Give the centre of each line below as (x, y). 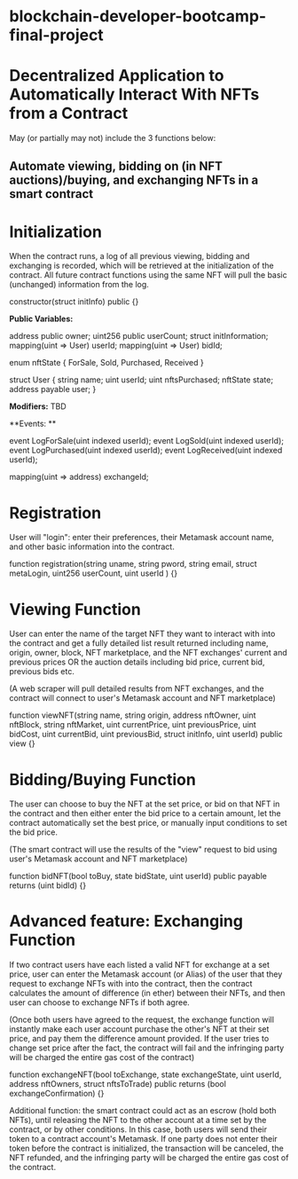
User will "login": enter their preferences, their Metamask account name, (142, 538)
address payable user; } (53, 389)
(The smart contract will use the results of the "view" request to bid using (143, 850)
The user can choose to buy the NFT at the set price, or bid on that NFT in (145, 804)
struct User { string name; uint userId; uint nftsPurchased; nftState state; (141, 380)
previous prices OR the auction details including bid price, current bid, (137, 662)
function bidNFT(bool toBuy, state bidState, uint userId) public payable (138, 876)
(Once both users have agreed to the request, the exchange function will (142, 1020)
